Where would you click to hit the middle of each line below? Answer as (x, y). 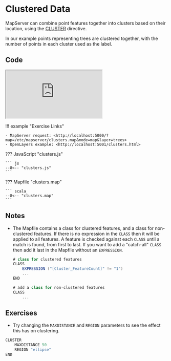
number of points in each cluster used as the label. (59, 44)
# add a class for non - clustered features (59, 287)
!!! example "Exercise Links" (35, 126)
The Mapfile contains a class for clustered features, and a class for (83, 228)
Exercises (21, 313)
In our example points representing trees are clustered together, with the (82, 38)
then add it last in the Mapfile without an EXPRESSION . (68, 250)
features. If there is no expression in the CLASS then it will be (97, 233)
